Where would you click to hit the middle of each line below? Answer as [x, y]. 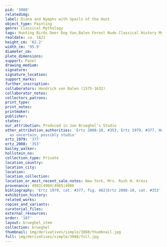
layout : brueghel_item [29, 223]
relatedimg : [17, 14]
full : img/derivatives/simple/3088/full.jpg [52, 237]
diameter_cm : [19, 51]
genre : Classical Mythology [34, 28]
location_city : [21, 167]
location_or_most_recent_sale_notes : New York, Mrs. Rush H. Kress [77, 181]
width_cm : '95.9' [23, 47]
